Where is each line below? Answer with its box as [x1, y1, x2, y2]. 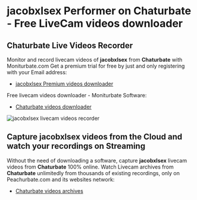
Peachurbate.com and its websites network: [7, 176, 115, 183]
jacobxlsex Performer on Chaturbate [7, 4, 192, 18]
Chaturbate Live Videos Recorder [7, 40, 133, 50]
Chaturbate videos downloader [15, 103, 92, 110]
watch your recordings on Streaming [7, 141, 145, 151]
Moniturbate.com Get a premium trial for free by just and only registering [7, 62, 185, 69]
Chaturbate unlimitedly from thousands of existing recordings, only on [7, 169, 180, 176]
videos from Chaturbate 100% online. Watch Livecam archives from [7, 163, 174, 170]
